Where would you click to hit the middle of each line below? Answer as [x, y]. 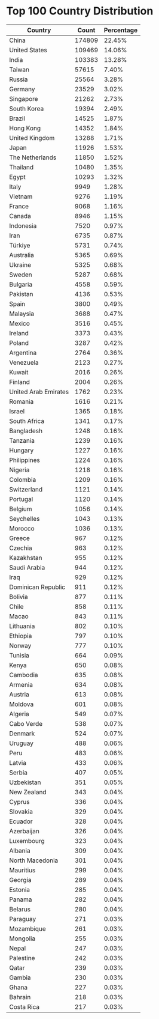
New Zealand [28, 792]
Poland [19, 342]
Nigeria [19, 470]
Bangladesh [26, 431]
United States [28, 50]
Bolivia [19, 597]
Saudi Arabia [27, 567]
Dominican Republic [37, 587]
